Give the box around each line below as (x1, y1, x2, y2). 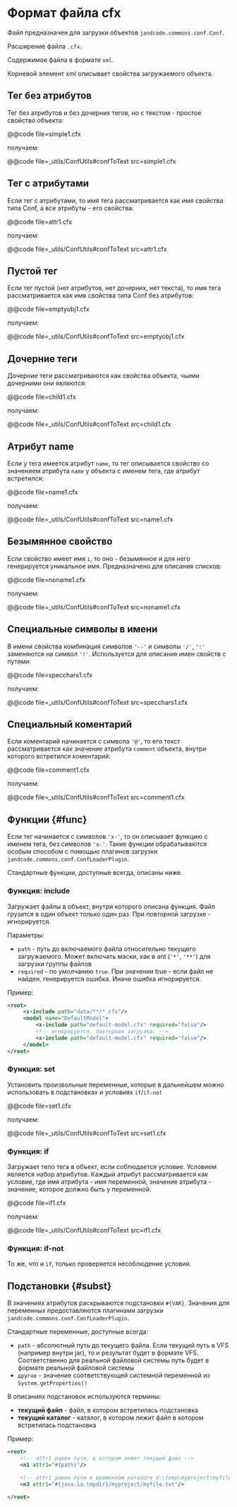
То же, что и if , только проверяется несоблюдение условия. (7, 1259, 192, 1268)
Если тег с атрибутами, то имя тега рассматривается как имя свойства (7, 196, 224, 205)
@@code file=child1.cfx (7, 393, 76, 401)
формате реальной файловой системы (17, 1364, 135, 1372)
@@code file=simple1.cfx (7, 129, 81, 138)
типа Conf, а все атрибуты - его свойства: (7, 203, 134, 212)
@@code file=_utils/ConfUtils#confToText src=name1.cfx (7, 515, 174, 523)
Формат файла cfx (7, 5, 121, 21)
